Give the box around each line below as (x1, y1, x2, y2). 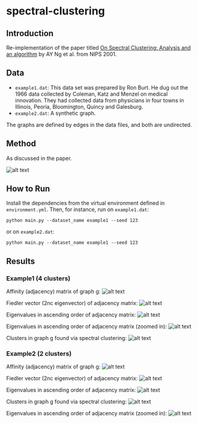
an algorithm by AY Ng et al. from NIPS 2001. (6, 51, 117, 58)
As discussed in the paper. (6, 155, 72, 162)
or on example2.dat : (6, 228, 55, 235)
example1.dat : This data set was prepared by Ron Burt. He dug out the (14, 84, 188, 91)
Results (6, 256, 35, 266)
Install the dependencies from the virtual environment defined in (6, 200, 165, 207)
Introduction (6, 28, 54, 39)
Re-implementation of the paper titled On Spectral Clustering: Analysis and (6, 44, 191, 51)
